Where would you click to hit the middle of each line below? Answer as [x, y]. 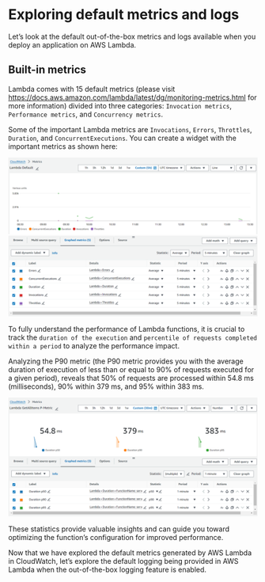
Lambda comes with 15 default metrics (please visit [92, 89]
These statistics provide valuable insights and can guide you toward [119, 529]
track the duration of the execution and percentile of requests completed [132, 337]
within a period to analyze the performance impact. [94, 345]
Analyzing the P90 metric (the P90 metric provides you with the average [126, 361]
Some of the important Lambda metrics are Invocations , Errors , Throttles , [130, 129]
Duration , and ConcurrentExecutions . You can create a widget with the [123, 138]
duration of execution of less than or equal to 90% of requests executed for [131, 369]
